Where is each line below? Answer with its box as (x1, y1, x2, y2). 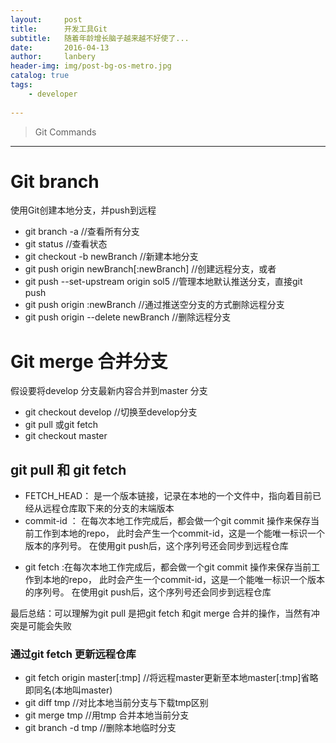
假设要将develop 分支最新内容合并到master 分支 (10, 385, 208, 397)
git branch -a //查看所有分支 (24, 226, 140, 238)
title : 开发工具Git (10, 24, 108, 34)
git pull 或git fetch (24, 419, 99, 431)
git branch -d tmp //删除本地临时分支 (24, 722, 177, 734)
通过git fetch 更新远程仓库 (10, 647, 137, 661)
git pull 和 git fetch (10, 461, 127, 478)
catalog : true (10, 71, 70, 81)
